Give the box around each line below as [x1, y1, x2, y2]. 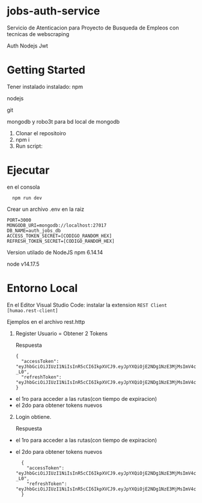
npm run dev [12, 195, 43, 201]
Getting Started [7, 63, 86, 77]
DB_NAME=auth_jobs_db [7, 227, 61, 234]
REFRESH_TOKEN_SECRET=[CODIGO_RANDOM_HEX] [7, 238, 115, 244]
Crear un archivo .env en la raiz [7, 206, 85, 213]
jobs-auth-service [7, 4, 100, 18]
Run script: [15, 142, 43, 150]
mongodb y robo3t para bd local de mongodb [7, 118, 120, 125]
